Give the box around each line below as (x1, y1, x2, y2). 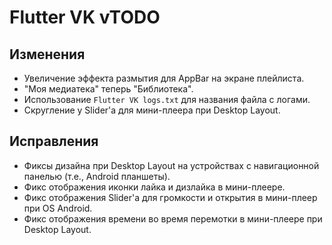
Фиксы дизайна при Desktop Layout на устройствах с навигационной (23, 159, 320, 171)
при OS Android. (23, 202, 93, 214)
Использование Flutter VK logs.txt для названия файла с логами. (23, 94, 311, 105)
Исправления (9, 133, 99, 150)
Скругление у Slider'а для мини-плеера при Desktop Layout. (23, 104, 281, 116)
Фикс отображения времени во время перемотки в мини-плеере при (23, 212, 323, 225)
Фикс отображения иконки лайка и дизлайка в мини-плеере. (23, 181, 286, 193)
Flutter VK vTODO (9, 6, 161, 29)
